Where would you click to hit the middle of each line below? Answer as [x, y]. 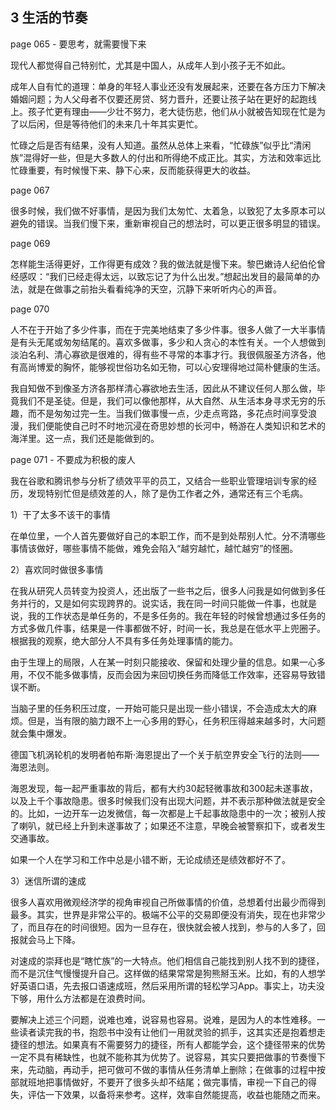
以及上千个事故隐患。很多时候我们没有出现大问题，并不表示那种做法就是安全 [168, 800]
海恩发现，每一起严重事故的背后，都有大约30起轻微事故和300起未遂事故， [164, 788]
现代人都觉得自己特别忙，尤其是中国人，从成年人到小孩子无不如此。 [150, 65]
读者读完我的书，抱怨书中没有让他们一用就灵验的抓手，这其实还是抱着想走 [172, 1032]
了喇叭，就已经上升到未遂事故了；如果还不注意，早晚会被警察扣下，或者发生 [168, 825]
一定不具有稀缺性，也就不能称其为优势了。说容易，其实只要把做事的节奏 [159, 1057]
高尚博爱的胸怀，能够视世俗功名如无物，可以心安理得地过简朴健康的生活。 [172, 367]
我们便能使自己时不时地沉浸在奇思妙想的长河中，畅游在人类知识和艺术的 [176, 425]
